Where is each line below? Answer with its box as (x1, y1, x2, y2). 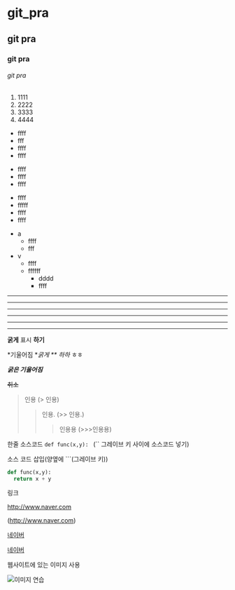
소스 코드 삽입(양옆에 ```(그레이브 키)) (7, 455, 108, 463)
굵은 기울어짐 (7, 365, 43, 373)
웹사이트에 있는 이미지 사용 (7, 561, 80, 569)
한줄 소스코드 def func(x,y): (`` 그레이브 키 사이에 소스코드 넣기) (7, 440, 190, 448)
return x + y (13, 475, 52, 482)
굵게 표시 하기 (7, 335, 45, 344)
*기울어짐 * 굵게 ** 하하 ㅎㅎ (7, 350, 83, 358)
